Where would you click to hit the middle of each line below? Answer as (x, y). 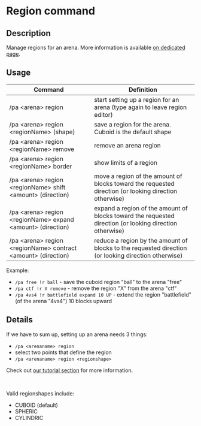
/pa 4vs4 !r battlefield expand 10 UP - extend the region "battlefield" (103, 294)
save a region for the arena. (133, 124)
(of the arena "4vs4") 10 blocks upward (63, 301)
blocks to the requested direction (140, 248)
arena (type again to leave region (140, 107)
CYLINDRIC (29, 418)
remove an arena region (127, 145)
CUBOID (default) (36, 405)
